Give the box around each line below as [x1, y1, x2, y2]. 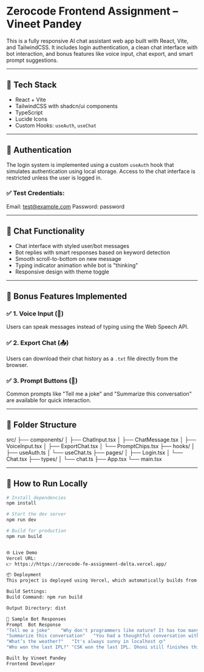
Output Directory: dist [6, 605, 67, 611]
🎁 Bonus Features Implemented [6, 291, 127, 301]
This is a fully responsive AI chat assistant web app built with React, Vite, [6, 37, 189, 44]
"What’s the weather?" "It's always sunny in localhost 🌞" [6, 639, 166, 645]
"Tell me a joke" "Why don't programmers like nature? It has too [6, 627, 186, 633]
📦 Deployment [6, 572, 41, 578]
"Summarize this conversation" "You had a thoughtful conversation [6, 633, 186, 639]
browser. [6, 361, 29, 368]
